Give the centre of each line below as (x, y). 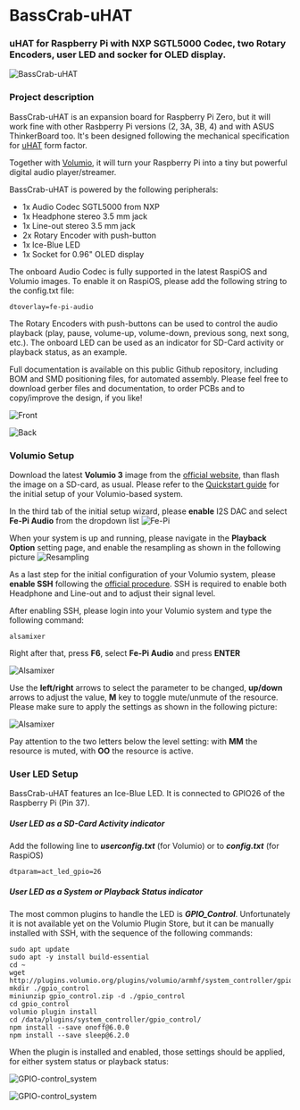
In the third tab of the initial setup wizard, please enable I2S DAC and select (148, 511)
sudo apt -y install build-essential (79, 957)
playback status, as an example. (68, 352)
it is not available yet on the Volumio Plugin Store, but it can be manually (142, 924)
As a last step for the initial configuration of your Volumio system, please (142, 575)
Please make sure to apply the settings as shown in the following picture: (143, 707)
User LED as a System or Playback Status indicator (106, 891)
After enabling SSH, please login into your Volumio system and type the (141, 611)
